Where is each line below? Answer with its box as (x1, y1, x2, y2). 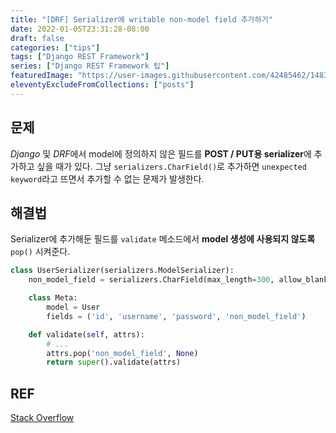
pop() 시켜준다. (10, 246, 71, 258)
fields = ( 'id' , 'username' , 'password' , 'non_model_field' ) (46, 311, 307, 321)
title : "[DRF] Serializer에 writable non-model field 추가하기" (10, 14, 273, 25)
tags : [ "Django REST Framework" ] (10, 52, 150, 62)
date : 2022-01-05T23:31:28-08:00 (10, 24, 150, 34)
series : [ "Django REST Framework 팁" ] (10, 61, 170, 71)
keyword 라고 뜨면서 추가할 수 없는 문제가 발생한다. (10, 172, 205, 185)
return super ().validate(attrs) (46, 357, 182, 368)
